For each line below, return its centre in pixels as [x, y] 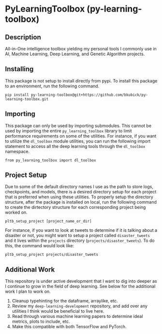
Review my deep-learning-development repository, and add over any [80, 306]
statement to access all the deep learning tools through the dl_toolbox [75, 146]
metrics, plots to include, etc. [41, 321]
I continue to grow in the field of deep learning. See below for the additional [80, 286]
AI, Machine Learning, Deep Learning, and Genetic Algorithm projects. [75, 54]
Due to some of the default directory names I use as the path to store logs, [79, 187]
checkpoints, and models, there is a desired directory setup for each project [81, 192]
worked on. [16, 212]
